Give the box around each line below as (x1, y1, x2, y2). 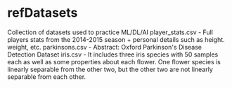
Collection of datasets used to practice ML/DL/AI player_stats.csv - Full (7, 28, 213, 36)
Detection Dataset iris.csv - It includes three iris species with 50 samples (7, 50, 219, 59)
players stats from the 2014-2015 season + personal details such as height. (7, 35, 225, 43)
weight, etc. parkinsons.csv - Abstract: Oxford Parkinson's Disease (7, 43, 202, 51)
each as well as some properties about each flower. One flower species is (7, 57, 221, 66)
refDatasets (7, 5, 78, 21)
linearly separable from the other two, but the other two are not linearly (7, 65, 213, 73)
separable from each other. (7, 72, 86, 81)
